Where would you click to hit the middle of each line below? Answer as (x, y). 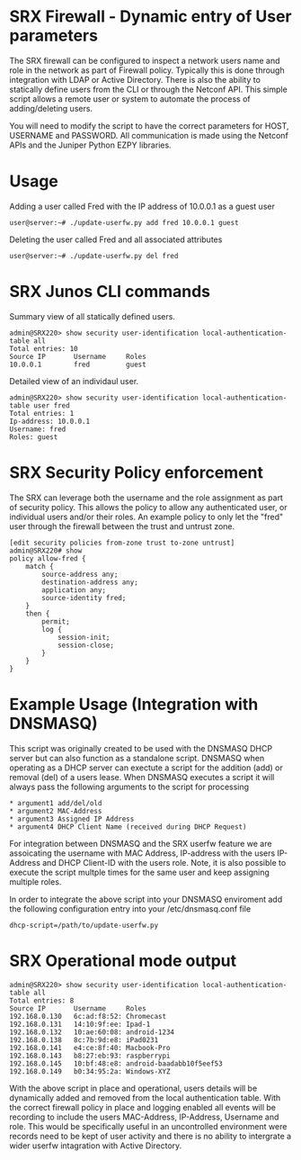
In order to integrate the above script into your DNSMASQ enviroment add (146, 899)
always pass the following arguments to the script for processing (129, 787)
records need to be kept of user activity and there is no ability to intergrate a (150, 1136)
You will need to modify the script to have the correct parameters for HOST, (149, 126)
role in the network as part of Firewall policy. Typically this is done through (147, 70)
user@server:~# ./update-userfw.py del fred (94, 256)
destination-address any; (90, 582)
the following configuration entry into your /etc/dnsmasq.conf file (130, 908)
